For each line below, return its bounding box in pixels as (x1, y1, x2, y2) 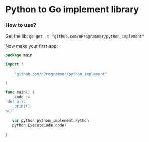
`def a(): (5, 99, 26, 104)
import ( (5, 62, 24, 67)
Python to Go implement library (5, 4, 139, 15)
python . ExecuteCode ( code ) (12, 123, 67, 128)
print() (14, 104, 30, 109)
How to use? (5, 22, 36, 29)
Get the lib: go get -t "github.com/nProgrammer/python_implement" (5, 33, 145, 39)
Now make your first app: (5, 43, 58, 49)
